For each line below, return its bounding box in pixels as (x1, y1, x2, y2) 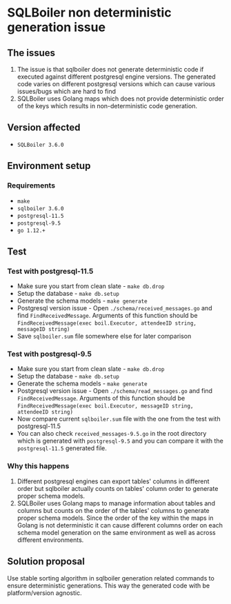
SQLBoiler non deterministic (7, 5, 172, 21)
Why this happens (7, 461, 70, 471)
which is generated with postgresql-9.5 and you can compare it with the (17, 436, 224, 445)
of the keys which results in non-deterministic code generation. (17, 102, 198, 110)
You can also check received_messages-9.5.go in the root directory (17, 430, 207, 438)
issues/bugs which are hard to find (17, 88, 116, 95)
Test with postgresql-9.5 (7, 350, 92, 359)
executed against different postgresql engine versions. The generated (17, 72, 216, 81)
